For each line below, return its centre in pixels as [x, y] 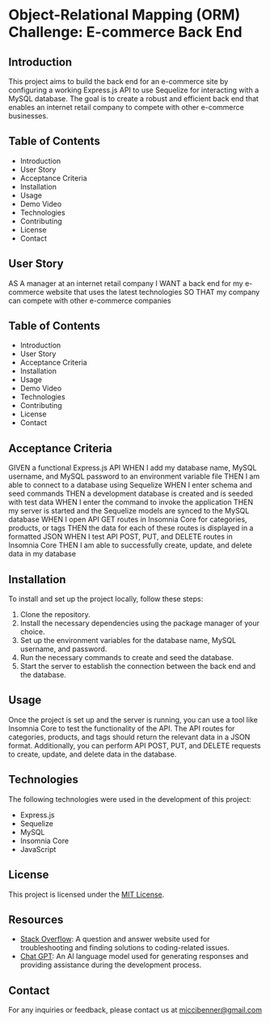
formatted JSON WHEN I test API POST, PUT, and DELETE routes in [120, 537]
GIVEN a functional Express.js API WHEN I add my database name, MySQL [133, 468]
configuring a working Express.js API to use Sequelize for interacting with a [134, 90]
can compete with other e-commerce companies [90, 301]
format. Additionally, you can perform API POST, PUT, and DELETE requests [135, 745]
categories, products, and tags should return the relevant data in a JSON [129, 737]
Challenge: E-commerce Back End [125, 32]
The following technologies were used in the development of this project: [130, 799]
